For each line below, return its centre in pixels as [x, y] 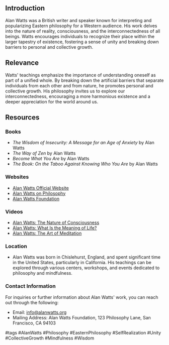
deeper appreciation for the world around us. [52, 101]
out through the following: [32, 302]
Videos [14, 211]
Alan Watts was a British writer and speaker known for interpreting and [78, 20]
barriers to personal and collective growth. [49, 47]
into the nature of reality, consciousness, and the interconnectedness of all [83, 31]
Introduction [25, 8]
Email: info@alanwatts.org [39, 312]
